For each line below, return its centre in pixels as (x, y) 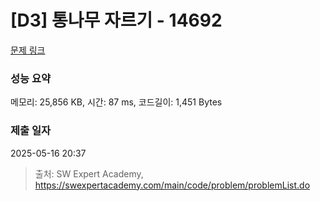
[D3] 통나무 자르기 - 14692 (116, 20)
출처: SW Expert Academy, (89, 173)
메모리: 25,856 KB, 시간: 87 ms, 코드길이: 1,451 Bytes (116, 102)
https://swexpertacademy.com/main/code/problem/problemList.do (172, 185)
